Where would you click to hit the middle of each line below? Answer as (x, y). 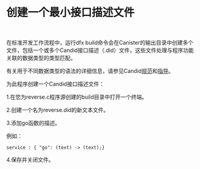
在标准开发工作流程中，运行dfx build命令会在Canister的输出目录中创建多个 (100, 42)
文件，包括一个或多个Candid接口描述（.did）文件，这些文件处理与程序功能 (100, 50)
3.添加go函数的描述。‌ (34, 122)
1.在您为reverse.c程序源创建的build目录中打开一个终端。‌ (77, 97)
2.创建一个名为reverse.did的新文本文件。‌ (58, 110)
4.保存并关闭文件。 (30, 159)
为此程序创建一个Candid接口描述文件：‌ (55, 84)
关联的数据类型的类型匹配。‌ (41, 58)
